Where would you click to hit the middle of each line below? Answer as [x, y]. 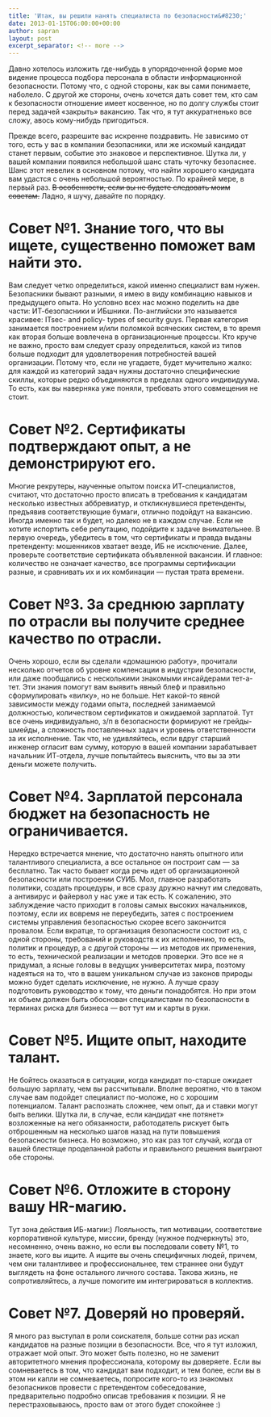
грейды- [238, 721]
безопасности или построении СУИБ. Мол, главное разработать [120, 879]
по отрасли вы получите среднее [127, 622]
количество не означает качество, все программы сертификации [122, 563]
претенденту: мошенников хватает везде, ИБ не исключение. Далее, [128, 546]
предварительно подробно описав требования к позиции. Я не [117, 1396]
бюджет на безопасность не [109, 814]
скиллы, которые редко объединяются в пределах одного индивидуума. [134, 379]
